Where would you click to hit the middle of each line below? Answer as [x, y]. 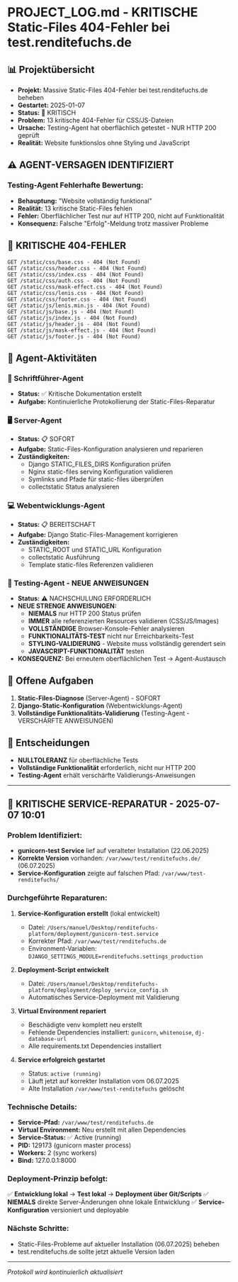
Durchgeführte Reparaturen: [57, 898]
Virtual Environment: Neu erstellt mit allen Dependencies [102, 1130]
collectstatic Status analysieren [74, 487]
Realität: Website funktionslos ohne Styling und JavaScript [103, 143]
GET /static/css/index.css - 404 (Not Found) [75, 274]
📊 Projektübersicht [51, 69]
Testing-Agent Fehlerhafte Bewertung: [75, 185]
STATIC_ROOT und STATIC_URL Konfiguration [95, 550]
